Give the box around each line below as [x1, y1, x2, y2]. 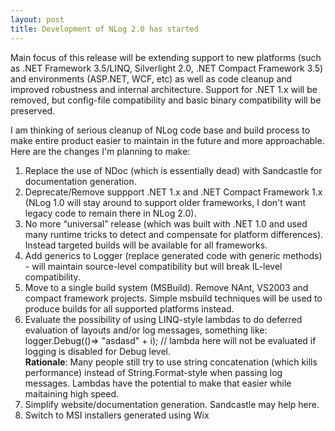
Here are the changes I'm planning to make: [10, 145, 191, 157]
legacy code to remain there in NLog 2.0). [24, 207, 197, 219]
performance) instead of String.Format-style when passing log [24, 366, 283, 378]
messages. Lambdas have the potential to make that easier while [24, 377, 292, 389]
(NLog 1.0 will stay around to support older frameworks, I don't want [24, 196, 307, 208]
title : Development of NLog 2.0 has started [10, 24, 199, 34]
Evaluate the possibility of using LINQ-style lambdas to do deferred [24, 313, 303, 325]
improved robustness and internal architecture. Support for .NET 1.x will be [10, 83, 318, 95]
